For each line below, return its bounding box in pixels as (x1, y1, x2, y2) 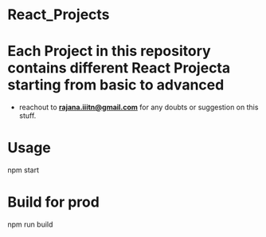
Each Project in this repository (7, 42, 212, 61)
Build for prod (7, 193, 100, 211)
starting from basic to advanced (7, 76, 225, 94)
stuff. (18, 111, 37, 120)
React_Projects (7, 6, 110, 24)
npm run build (7, 219, 53, 229)
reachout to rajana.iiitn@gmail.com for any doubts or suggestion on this (18, 102, 259, 113)
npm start (7, 165, 40, 175)
